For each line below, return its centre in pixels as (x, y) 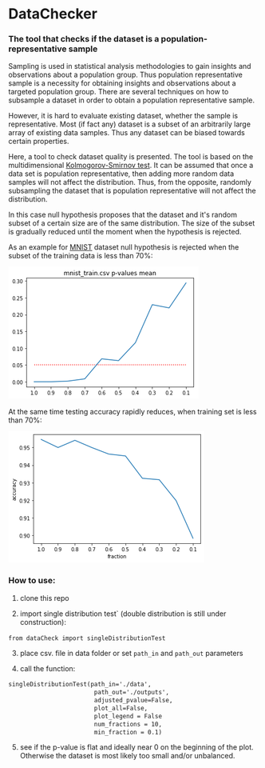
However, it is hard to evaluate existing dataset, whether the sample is (123, 116)
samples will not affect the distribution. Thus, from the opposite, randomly (130, 182)
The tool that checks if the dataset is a (84, 39)
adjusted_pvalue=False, (133, 700)
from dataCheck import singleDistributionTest (87, 638)
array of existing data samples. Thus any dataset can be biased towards (127, 133)
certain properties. (39, 142)
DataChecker (53, 14)
